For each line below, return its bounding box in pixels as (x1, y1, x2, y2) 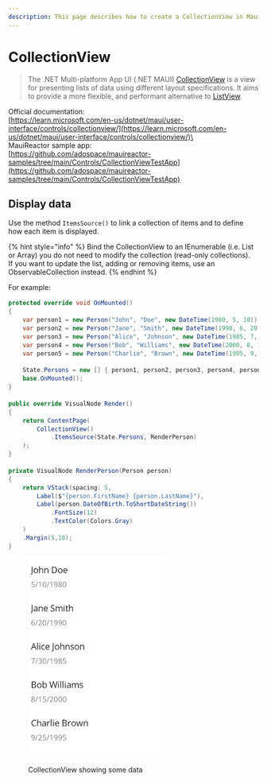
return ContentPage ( (22, 416, 91, 424)
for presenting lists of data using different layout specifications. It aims (27, 83, 259, 92)
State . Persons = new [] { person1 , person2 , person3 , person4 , (22, 366, 237, 374)
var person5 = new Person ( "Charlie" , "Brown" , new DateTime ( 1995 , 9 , (22, 350, 258, 358)
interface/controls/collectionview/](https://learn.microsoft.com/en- (8, 123, 227, 133)
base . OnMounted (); (22, 374, 83, 383)
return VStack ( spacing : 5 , (22, 483, 112, 492)
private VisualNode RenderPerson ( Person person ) (8, 466, 172, 474)
